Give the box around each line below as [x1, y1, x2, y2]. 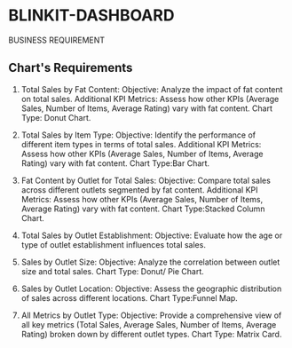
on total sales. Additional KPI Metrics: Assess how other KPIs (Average [20, 93, 280, 104]
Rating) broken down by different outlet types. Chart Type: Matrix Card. [20, 328, 282, 339]
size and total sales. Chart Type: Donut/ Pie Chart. [20, 265, 205, 276]
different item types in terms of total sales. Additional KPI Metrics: [20, 138, 262, 149]
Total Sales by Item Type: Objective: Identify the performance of [20, 130, 256, 140]
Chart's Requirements [8, 60, 133, 75]
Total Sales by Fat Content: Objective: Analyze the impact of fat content [20, 83, 283, 94]
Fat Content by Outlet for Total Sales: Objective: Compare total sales [20, 175, 272, 186]
